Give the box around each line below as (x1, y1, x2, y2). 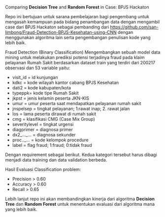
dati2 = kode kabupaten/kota (12, 85, 71, 90)
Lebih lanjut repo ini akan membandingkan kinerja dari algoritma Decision (5, 196, 155, 202)
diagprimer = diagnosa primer (12, 127, 73, 132)
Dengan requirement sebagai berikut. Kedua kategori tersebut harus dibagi (5, 152, 157, 158)
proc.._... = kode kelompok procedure (12, 137, 89, 143)
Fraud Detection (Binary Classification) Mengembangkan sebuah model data (5, 49, 161, 55)
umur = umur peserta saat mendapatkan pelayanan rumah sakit (12, 101, 141, 106)
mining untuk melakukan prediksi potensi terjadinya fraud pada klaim (5, 54, 145, 60)
